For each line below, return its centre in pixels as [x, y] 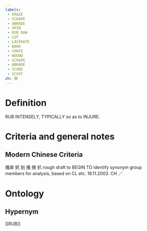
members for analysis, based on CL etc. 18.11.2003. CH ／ [64, 173]
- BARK [14, 46]
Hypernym [22, 212]
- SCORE [15, 70]
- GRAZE [15, 14]
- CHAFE [15, 51]
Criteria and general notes [60, 136]
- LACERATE [18, 42]
